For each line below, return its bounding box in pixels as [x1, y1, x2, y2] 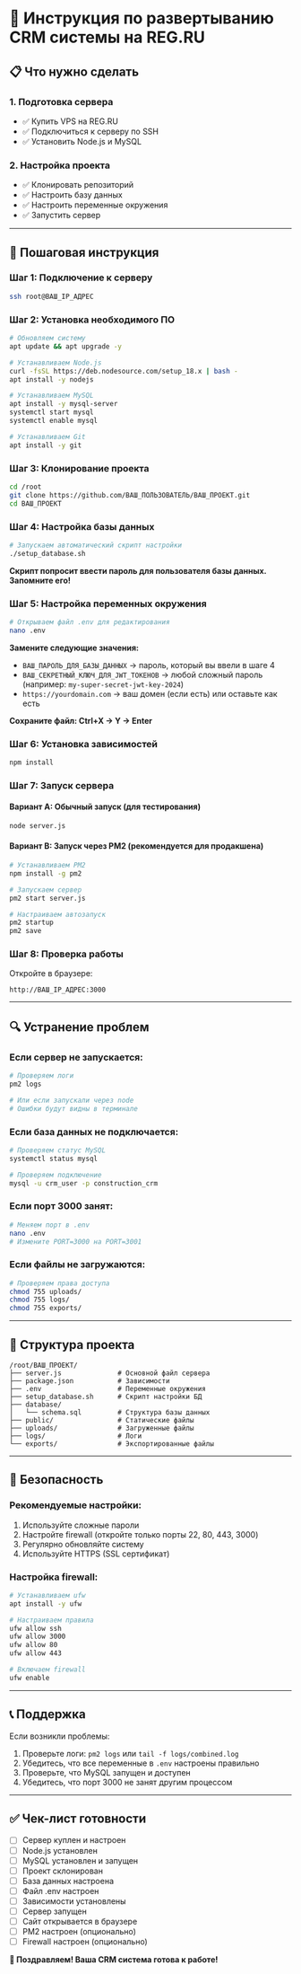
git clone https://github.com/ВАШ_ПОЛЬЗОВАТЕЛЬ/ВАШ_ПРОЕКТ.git [9, 490, 251, 499]
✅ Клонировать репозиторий [21, 180, 134, 190]
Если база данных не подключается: [9, 1125, 179, 1138]
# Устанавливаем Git [9, 432, 87, 441]
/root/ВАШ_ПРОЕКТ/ [9, 1361, 78, 1370]
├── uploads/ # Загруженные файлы [9, 1423, 194, 1432]
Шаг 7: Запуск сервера [9, 779, 115, 791]
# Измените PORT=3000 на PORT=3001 [9, 1237, 142, 1247]
